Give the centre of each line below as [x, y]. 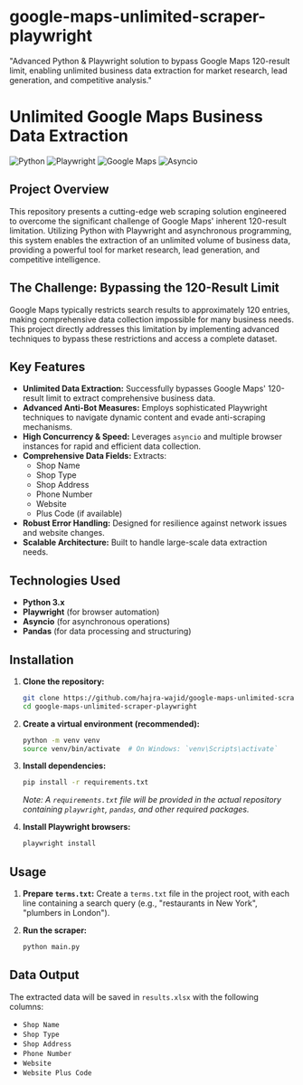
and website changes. [64, 533]
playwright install [59, 843]
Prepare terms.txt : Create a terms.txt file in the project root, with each [156, 894]
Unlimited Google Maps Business [137, 117]
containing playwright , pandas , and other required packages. [136, 809]
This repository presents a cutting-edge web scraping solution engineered [148, 211]
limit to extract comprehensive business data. [130, 398]
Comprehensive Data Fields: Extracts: [95, 456]
